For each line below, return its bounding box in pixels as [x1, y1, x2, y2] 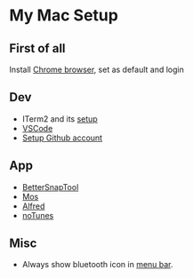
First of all [9, 41, 66, 56]
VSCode [21, 123, 53, 133]
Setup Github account [21, 132, 103, 143]
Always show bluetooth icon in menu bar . [21, 259, 173, 270]
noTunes [21, 210, 54, 220]
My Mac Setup [9, 5, 118, 26]
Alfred [21, 201, 45, 211]
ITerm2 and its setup [21, 113, 98, 124]
